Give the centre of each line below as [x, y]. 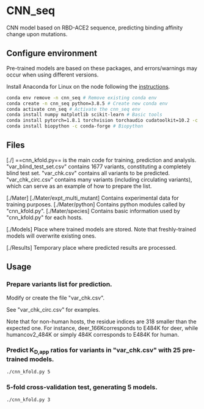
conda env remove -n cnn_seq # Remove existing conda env [82, 98]
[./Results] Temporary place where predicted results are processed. [92, 247]
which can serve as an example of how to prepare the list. [79, 186]
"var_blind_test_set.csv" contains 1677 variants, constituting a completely [99, 167]
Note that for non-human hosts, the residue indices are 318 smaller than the [101, 321]
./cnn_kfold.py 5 [28, 372]
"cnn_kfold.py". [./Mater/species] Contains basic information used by [93, 211]
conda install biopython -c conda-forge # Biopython [75, 126]
